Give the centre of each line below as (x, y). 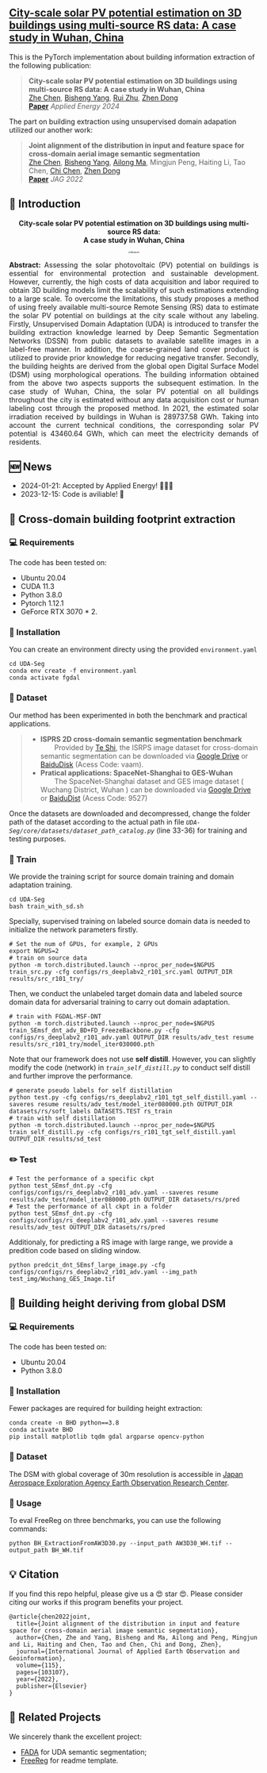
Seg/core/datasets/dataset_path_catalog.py (82, 831)
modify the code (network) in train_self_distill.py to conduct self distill (130, 1067)
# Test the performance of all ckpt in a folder (91, 1207)
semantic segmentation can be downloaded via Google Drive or (144, 756)
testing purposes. (38, 838)
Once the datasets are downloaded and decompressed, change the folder (130, 813)
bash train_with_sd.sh (46, 907)
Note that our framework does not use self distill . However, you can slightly (133, 1060)
